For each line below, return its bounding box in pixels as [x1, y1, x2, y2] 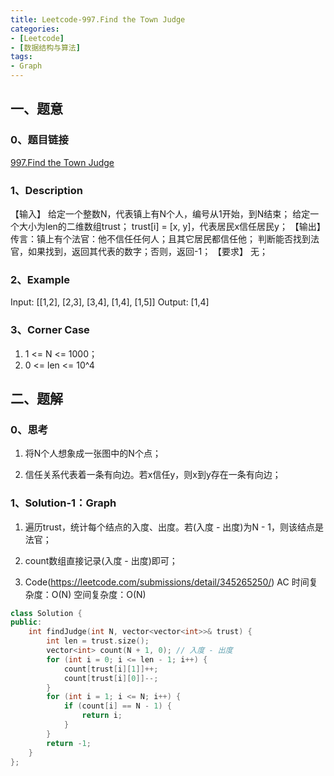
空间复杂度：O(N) [73, 588, 147, 600]
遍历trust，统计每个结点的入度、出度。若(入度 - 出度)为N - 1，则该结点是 [24, 521, 324, 533]
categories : [10, 24, 60, 34]
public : [10, 617, 43, 628]
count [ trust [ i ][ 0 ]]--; [63, 673, 159, 683]
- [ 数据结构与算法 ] [10, 42, 81, 53]
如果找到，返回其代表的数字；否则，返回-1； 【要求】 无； [27, 245, 269, 257]
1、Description [10, 183, 83, 197]
